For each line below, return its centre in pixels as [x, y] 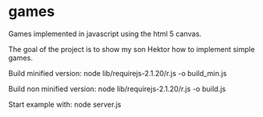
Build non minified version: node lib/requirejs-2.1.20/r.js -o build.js [117, 89]
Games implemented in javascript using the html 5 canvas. [105, 34]
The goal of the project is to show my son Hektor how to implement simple [131, 49]
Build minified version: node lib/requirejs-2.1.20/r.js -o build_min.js [118, 73]
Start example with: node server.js [65, 104]
